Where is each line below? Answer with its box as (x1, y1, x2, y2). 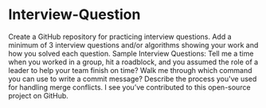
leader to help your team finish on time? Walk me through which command (8, 65, 252, 75)
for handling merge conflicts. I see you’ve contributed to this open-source (8, 82, 251, 92)
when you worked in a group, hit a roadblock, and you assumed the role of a (8, 57, 259, 67)
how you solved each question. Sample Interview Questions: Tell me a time (8, 48, 254, 58)
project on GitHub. (8, 91, 69, 100)
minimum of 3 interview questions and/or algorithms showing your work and (8, 40, 259, 49)
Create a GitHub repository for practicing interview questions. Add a (8, 32, 233, 41)
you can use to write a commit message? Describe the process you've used (8, 74, 257, 83)
